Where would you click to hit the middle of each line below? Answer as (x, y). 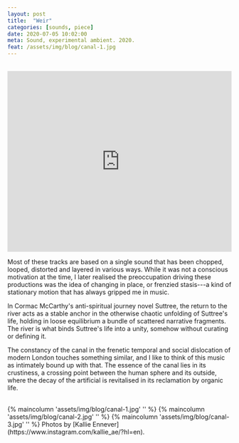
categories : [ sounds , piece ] (51, 27)
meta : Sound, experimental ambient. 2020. (71, 41)
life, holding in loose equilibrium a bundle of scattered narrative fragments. (117, 321)
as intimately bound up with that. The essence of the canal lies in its (107, 365)
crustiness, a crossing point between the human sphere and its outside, (112, 372)
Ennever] (106, 424)
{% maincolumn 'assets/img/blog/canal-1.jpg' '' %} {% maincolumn (106, 409)
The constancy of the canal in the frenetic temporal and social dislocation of (119, 350)
